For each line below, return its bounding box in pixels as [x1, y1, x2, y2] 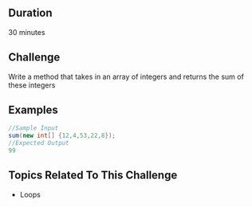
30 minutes [8, 27, 45, 37]
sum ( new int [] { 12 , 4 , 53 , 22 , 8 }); [8, 131, 116, 140]
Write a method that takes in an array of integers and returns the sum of [8, 72, 245, 81]
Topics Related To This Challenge [8, 169, 178, 182]
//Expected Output [8, 139, 69, 147]
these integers [8, 80, 56, 90]
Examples [8, 103, 58, 117]
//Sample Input [8, 124, 59, 132]
